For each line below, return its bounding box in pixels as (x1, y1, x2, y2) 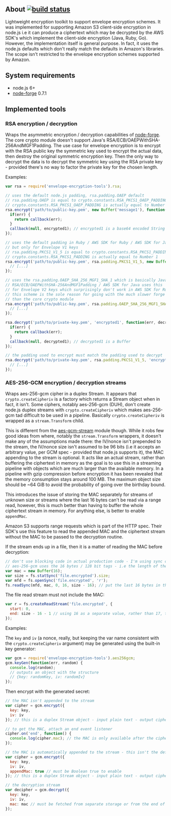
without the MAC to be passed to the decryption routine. (5, 534, 124, 540)
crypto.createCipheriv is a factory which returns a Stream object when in (5, 396, 160, 402)
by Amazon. (5, 57, 31, 63)
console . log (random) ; (10, 665, 56, 670)
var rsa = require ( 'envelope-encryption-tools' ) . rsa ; (5, 184, 122, 189)
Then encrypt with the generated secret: (5, 688, 90, 695)
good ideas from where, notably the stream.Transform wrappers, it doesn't (5, 433, 161, 439)
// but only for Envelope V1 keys (5, 245, 79, 250)
